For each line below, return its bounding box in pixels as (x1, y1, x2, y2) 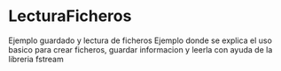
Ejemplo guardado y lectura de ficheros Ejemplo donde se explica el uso (8, 35, 272, 46)
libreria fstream (8, 53, 64, 64)
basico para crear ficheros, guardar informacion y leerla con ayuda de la (8, 44, 273, 54)
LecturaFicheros (8, 6, 132, 26)
